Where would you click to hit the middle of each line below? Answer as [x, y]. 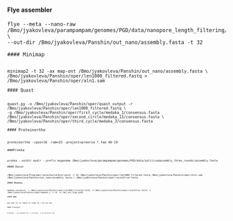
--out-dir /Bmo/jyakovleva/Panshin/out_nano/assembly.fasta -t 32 [105, 43]
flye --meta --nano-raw [42, 24]
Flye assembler [30, 10]
